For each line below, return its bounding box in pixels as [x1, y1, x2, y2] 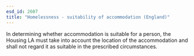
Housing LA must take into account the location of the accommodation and [6, 37, 189, 44]
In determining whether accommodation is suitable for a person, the [6, 30, 171, 37]
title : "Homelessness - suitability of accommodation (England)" [6, 14, 170, 20]
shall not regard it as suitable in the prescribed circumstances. [6, 42, 157, 50]
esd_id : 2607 [6, 8, 38, 15]
